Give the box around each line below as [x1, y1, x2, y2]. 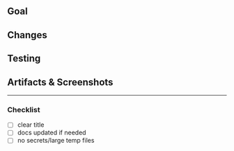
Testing [7, 53, 41, 64]
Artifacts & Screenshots [7, 76, 114, 88]
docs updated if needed [17, 128, 86, 137]
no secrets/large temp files [17, 136, 95, 145]
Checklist [7, 105, 40, 114]
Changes [7, 29, 47, 41]
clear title [17, 121, 45, 129]
